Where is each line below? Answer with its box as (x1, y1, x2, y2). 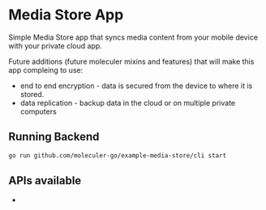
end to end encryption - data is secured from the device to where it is (19, 81, 253, 90)
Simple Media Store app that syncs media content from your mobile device (8, 32, 258, 42)
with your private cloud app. (8, 40, 103, 50)
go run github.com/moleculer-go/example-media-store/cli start (8, 151, 227, 159)
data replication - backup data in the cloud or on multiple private (19, 98, 236, 107)
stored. (19, 89, 45, 99)
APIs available (8, 174, 82, 187)
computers (19, 107, 57, 116)
